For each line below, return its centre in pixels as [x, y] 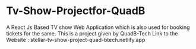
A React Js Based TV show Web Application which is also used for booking [98, 27]
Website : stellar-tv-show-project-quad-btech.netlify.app [76, 40]
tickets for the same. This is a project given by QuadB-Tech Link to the [92, 33]
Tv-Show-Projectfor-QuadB [76, 11]
